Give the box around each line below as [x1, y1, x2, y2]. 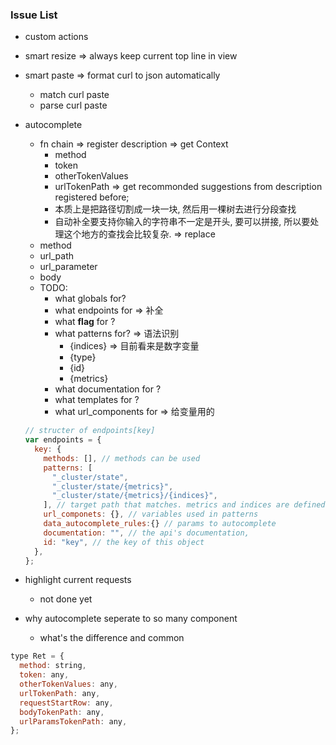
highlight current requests [24, 574, 132, 586]
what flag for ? [54, 316, 116, 328]
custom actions [24, 31, 89, 43]
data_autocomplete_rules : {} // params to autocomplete [43, 519, 277, 529]
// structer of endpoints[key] [24, 426, 156, 436]
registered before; [54, 191, 130, 203]
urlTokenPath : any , [19, 688, 101, 698]
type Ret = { [10, 651, 65, 662]
